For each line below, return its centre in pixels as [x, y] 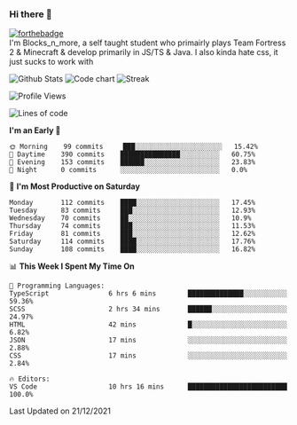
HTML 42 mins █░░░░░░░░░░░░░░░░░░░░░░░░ [148, 325]
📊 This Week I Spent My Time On [72, 266]
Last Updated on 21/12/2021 [60, 411]
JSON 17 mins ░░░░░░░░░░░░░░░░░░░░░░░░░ [148, 341]
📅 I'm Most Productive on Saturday [74, 186]
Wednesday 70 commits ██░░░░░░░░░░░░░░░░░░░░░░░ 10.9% [130, 218]
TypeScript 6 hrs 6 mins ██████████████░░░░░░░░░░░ [148, 294]
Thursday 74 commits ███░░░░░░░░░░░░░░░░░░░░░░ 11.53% [132, 226]
